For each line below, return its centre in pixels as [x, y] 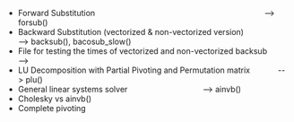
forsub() [33, 22]
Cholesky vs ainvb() [55, 99]
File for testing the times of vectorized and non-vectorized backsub [142, 51]
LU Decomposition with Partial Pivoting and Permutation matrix [134, 70]
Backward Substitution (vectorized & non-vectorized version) [131, 32]
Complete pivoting [52, 108]
